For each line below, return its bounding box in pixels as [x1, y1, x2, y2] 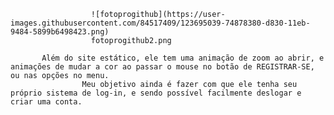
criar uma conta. [10, 97, 83, 107]
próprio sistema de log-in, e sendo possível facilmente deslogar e [10, 88, 302, 98]
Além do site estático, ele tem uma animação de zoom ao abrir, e [41, 53, 325, 63]
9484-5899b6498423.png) [10, 27, 110, 37]
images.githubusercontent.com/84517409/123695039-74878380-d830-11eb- [10, 18, 311, 28]
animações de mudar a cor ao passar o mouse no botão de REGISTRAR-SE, [10, 62, 315, 72]
